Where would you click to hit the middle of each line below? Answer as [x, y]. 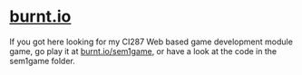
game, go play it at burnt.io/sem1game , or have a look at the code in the [143, 51]
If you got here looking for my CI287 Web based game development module [151, 42]
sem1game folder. [42, 61]
